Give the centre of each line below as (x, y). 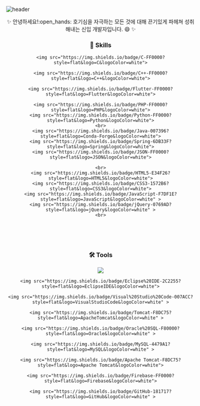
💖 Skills (101, 45)
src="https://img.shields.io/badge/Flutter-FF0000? (107, 89)
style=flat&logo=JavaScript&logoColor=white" (98, 199)
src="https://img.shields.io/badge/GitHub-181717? (107, 391)
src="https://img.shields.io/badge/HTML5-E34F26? (107, 173)
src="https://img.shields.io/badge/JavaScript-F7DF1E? (107, 194)
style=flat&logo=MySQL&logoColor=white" (98, 349)
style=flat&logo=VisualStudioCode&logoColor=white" (98, 302)
